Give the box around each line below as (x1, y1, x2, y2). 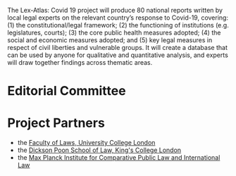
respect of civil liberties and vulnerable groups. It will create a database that (7, 44, 228, 51)
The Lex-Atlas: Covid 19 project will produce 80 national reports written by (7, 6, 223, 14)
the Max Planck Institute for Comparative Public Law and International (17, 153, 221, 162)
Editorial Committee (7, 83, 126, 99)
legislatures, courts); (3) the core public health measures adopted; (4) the (7, 28, 221, 37)
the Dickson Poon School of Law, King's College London (17, 146, 182, 154)
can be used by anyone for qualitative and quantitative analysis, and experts (7, 51, 229, 59)
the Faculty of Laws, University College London (17, 139, 156, 147)
